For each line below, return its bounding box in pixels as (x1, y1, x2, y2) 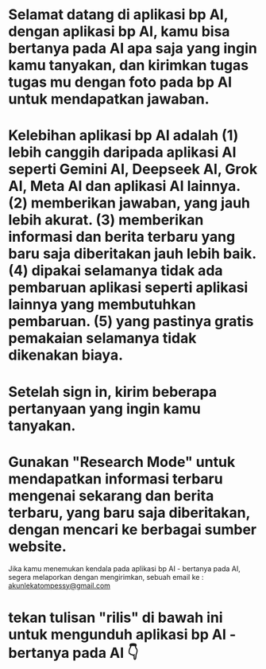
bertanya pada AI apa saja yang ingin (8, 40, 258, 57)
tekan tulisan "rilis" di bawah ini (8, 609, 224, 626)
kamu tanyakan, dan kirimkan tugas (8, 56, 249, 75)
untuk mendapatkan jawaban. (8, 90, 210, 108)
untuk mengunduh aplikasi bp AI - (8, 625, 237, 644)
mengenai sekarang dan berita (8, 487, 214, 504)
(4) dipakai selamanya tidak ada (8, 262, 224, 280)
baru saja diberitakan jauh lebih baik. (8, 245, 256, 263)
